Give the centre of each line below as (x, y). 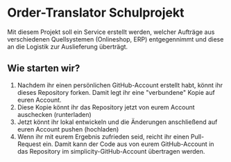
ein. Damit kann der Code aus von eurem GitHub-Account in (128, 144)
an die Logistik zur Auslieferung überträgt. (68, 46)
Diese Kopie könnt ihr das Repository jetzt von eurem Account (106, 107)
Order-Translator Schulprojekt (96, 13)
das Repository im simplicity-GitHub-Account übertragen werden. (111, 151)
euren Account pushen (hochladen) (68, 129)
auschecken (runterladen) (54, 114)
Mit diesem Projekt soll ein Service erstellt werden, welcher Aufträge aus (111, 32)
